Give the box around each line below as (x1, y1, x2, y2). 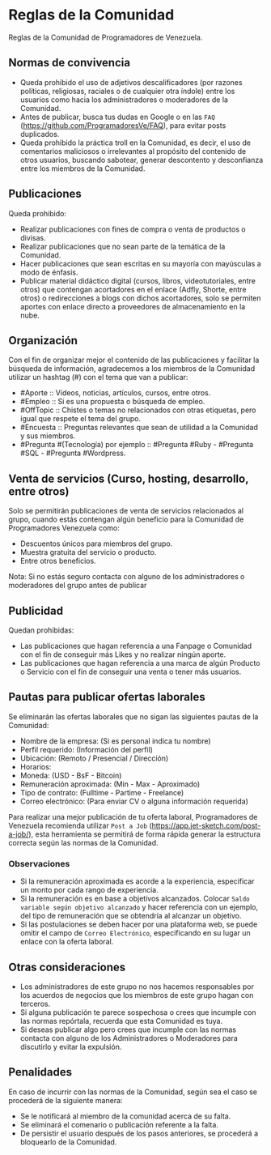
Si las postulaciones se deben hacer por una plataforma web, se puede (19, 919, 258, 929)
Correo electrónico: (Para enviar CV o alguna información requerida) (19, 796, 249, 806)
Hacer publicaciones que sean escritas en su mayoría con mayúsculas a (19, 258, 261, 268)
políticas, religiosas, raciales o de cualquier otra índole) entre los (19, 86, 235, 96)
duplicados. (19, 129, 60, 139)
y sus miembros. (19, 431, 76, 441)
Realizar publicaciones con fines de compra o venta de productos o (19, 224, 246, 234)
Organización (8, 334, 78, 347)
